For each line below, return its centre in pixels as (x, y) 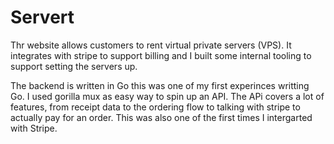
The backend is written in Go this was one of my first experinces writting (160, 85)
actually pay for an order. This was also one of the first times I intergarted (161, 117)
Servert (42, 17)
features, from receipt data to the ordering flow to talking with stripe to (155, 107)
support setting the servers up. (74, 66)
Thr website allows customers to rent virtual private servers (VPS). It (151, 45)
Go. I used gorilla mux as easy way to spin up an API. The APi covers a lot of (167, 96)
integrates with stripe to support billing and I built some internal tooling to (161, 55)
